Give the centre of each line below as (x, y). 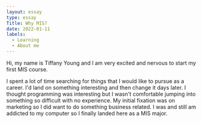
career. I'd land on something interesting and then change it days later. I (96, 87)
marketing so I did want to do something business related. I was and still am (101, 107)
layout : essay (24, 12)
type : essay (21, 18)
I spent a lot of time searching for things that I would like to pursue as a (95, 81)
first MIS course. (27, 69)
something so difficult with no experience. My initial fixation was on (91, 100)
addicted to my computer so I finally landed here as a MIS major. (87, 113)
